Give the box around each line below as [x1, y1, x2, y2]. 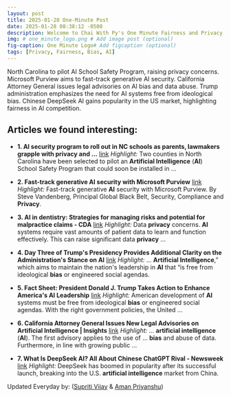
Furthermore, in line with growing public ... [16, 340, 137, 349]
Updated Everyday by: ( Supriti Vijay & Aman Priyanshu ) [7, 382, 164, 390]
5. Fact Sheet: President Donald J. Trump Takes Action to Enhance [16, 283, 210, 292]
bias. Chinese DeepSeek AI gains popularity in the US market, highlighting [7, 96, 217, 105]
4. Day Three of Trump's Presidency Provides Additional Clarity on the [16, 248, 222, 256]
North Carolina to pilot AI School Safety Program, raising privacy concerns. [7, 67, 219, 76]
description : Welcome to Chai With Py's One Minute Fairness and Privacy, [7, 29, 226, 37]
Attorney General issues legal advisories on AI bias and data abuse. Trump [7, 82, 219, 90]
